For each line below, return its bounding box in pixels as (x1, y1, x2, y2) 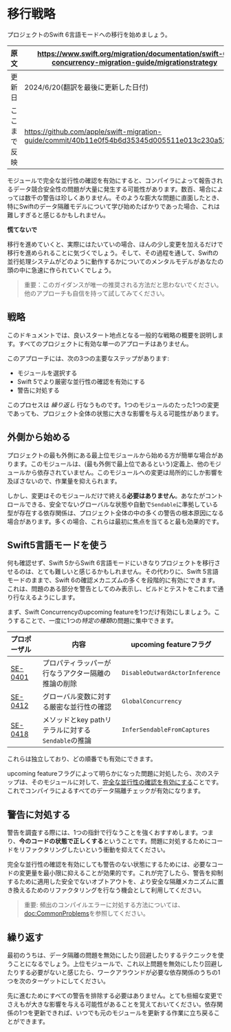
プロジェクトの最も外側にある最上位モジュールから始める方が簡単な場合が (7, 451, 218, 459)
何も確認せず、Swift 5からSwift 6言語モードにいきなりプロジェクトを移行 (7, 559, 215, 567)
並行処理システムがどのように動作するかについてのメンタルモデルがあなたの (7, 257, 224, 265)
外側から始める (7, 431, 71, 443)
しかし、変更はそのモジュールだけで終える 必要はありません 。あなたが (7, 491, 206, 499)
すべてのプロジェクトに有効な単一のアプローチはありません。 (18, 339, 192, 348)
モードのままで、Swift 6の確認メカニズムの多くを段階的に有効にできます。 (7, 576, 219, 584)
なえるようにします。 (19, 593, 79, 601)
